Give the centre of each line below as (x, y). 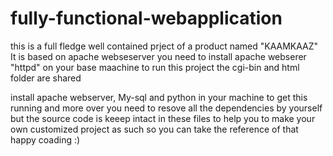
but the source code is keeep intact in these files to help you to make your (163, 118)
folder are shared (46, 78)
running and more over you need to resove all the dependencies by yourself (166, 108)
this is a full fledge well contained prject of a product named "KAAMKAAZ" (164, 46)
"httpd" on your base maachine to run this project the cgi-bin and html (155, 67)
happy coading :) (45, 139)
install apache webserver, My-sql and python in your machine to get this (159, 97)
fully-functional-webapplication (146, 18)
